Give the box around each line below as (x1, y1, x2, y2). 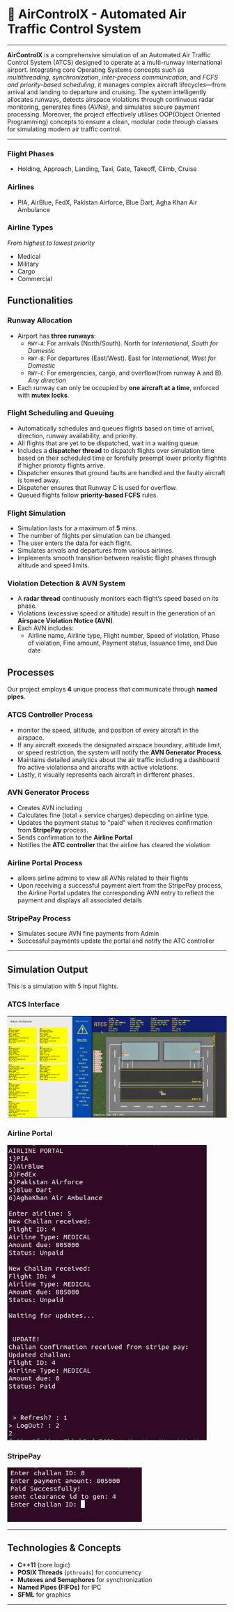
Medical (17, 252, 40, 260)
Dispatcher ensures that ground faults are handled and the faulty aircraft (17, 468, 226, 477)
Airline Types (7, 223, 54, 232)
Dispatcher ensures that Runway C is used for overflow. (17, 483, 178, 491)
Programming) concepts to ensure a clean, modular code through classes (7, 117, 219, 126)
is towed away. (17, 476, 61, 484)
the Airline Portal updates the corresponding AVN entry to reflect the (17, 889, 214, 897)
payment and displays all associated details (17, 896, 143, 904)
